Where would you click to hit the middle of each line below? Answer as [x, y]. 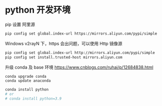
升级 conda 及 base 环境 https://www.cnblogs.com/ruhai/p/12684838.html [79, 67]
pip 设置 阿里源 [20, 24]
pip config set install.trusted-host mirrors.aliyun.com [64, 57]
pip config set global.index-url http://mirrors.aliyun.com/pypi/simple [80, 53]
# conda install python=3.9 [33, 99]
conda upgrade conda [26, 76]
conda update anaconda [28, 81]
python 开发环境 [38, 10]
